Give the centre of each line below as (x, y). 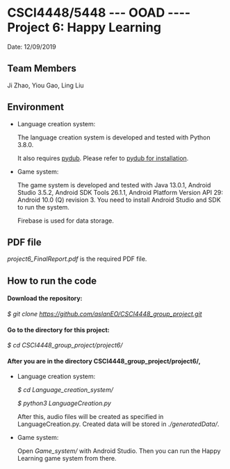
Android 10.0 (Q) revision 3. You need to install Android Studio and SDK (119, 200)
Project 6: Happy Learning (84, 27)
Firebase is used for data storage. (66, 221)
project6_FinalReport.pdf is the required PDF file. (77, 259)
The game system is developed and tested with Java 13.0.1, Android (114, 185)
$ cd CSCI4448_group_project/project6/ (65, 346)
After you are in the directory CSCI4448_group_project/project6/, (104, 361)
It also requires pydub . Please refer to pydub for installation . (103, 158)
